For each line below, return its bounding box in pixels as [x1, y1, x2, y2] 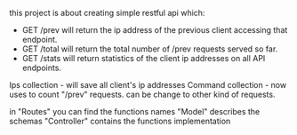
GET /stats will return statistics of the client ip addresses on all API [21, 53, 266, 63]
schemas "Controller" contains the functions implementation [9, 115, 231, 126]
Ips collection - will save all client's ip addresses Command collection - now [9, 80, 287, 90]
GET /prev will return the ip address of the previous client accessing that [21, 25, 288, 35]
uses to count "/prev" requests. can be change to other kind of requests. [9, 89, 276, 99]
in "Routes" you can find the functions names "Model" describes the [9, 107, 261, 116]
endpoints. [21, 62, 62, 73]
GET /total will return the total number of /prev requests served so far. [21, 44, 278, 54]
